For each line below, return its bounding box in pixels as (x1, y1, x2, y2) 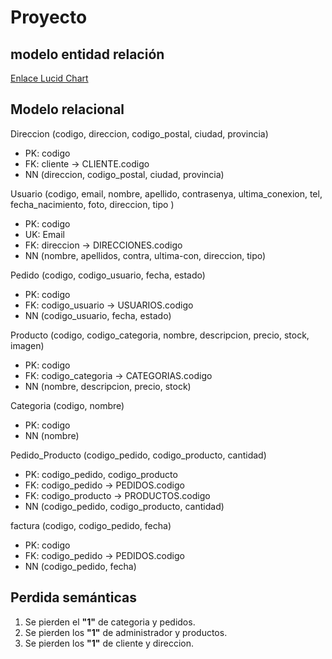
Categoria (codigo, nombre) (10, 399, 125, 411)
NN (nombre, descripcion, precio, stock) (24, 380, 192, 392)
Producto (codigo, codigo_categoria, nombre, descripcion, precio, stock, (10, 329, 310, 341)
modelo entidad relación (10, 46, 165, 63)
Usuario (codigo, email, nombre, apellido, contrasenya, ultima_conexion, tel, (10, 187, 323, 200)
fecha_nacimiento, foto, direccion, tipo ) (10, 198, 175, 210)
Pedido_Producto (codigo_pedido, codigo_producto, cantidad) (10, 449, 267, 461)
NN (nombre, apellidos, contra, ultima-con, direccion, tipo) (24, 249, 267, 261)
